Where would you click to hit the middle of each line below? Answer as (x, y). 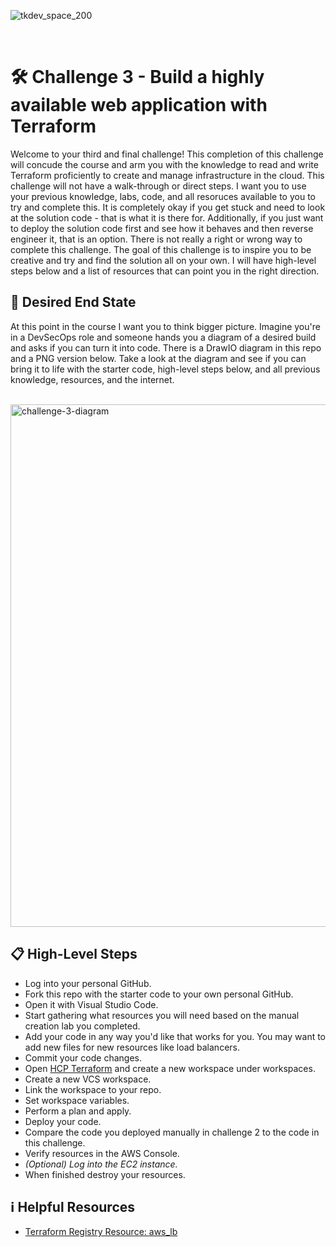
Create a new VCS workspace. (88, 1079)
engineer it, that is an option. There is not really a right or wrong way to (156, 239)
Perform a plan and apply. (78, 1111)
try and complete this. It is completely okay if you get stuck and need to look (168, 207)
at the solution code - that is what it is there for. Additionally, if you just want (167, 217)
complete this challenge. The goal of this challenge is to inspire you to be (161, 249)
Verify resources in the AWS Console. (102, 1153)
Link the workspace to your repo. (93, 1089)
